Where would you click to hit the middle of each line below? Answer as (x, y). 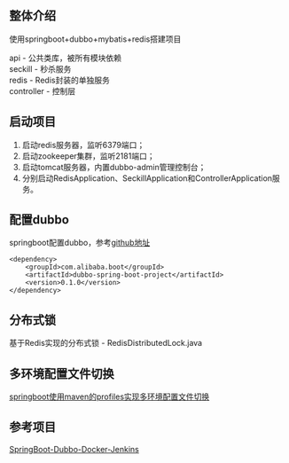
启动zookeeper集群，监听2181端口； (88, 156)
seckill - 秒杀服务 (40, 68)
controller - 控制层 (43, 90)
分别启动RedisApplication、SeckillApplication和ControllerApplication (147, 178)
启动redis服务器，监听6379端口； (83, 145)
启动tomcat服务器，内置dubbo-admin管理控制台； (114, 167)
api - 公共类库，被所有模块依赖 (66, 58)
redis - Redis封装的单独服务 (60, 80)
